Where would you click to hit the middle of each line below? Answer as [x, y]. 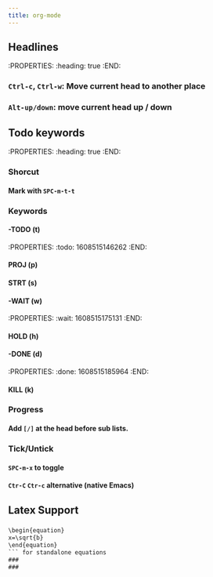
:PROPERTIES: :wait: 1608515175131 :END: [75, 318]
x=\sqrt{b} [26, 538]
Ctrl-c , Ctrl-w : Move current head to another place [107, 86]
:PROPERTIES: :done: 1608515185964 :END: [78, 371]
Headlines [33, 47]
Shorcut [23, 172]
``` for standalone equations [58, 553]
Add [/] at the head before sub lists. [69, 429]
